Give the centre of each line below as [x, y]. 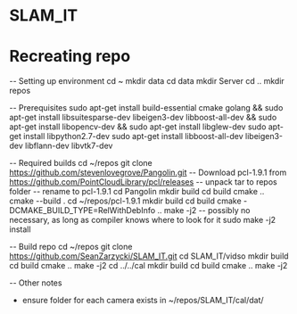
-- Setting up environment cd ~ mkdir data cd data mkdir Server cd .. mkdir [147, 81]
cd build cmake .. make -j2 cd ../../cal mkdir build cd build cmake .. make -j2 [148, 266]
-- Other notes [36, 283]
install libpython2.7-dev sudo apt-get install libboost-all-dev [133, 136]
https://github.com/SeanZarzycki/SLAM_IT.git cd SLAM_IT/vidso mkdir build [149, 256]
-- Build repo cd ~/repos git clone [71, 247]
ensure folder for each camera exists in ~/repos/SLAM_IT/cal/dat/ [143, 301]
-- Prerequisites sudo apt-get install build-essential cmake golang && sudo [146, 108]
